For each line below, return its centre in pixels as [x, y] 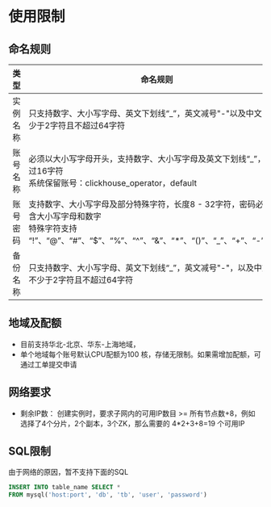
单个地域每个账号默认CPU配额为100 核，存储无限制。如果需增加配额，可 [140, 354]
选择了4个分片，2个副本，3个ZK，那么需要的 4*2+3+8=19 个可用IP [132, 423]
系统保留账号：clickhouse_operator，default [113, 183]
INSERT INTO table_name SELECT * [65, 488]
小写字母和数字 [73, 216]
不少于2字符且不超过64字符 [81, 280]
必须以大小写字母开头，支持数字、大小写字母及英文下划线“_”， [147, 159]
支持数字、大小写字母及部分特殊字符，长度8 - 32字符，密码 [142, 204]
